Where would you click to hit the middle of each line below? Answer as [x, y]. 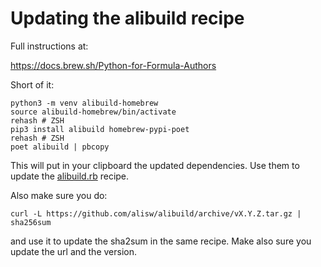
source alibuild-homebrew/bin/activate [93, 112]
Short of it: [32, 84]
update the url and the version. [73, 251]
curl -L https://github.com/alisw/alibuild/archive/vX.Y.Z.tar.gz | [156, 213]
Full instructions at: [49, 46]
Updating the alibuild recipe [127, 18]
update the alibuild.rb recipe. [70, 176]
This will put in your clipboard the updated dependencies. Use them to [155, 165]
